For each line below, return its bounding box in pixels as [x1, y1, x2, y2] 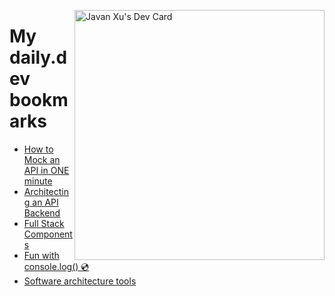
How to [23, 143, 54, 155]
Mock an [23, 153, 61, 165]
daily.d [9, 46, 68, 69]
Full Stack [23, 217, 65, 229]
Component [23, 228, 73, 240]
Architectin [23, 185, 70, 197]
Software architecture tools [23, 275, 137, 287]
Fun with [23, 249, 60, 261]
